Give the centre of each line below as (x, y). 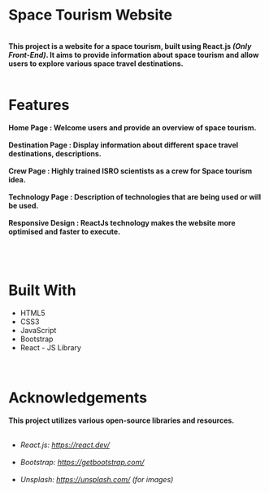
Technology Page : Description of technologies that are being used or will (135, 196)
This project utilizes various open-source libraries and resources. (121, 420)
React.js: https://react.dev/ (65, 445)
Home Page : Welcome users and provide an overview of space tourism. (133, 127)
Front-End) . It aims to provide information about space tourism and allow (134, 55)
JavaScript (38, 330)
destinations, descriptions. (55, 153)
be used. (24, 205)
